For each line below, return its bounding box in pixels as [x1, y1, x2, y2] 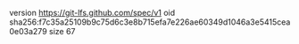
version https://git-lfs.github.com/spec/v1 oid [9, 8, 176, 18]
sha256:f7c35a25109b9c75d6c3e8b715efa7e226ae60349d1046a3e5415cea [9, 17, 291, 27]
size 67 [48, 26, 76, 36]
